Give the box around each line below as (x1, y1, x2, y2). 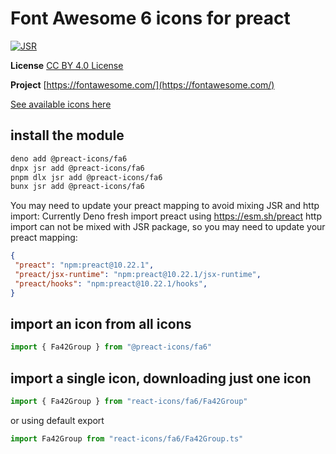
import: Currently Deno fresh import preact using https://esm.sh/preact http (10, 210, 322, 222)
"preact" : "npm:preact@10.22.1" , (14, 260, 155, 271)
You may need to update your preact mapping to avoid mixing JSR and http (10, 200, 320, 212)
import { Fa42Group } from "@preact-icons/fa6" (10, 342, 213, 352)
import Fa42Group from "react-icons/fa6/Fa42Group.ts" (10, 434, 244, 444)
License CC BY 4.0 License (10, 59, 124, 71)
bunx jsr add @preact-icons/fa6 (10, 182, 145, 192)
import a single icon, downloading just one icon (10, 370, 312, 387)
